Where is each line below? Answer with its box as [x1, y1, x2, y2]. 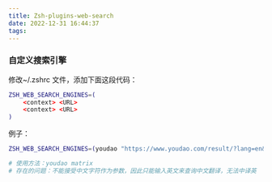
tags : [8, 27, 27, 35]
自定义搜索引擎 [8, 55, 67, 66]
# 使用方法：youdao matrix [8, 159, 93, 168]
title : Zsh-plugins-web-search [8, 11, 114, 20]
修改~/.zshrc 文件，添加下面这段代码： [8, 74, 138, 85]
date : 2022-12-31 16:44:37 [8, 19, 100, 27]
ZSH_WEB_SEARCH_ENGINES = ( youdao [8, 145, 117, 153]
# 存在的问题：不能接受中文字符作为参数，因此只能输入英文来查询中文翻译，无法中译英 [8, 167, 257, 175]
